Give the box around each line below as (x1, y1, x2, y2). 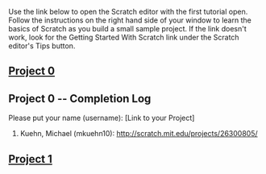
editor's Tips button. (8, 41, 76, 51)
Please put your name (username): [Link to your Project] (8, 113, 195, 123)
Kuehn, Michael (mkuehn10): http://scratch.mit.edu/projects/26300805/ (19, 129, 258, 139)
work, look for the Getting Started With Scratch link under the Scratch (8, 32, 239, 42)
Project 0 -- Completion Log (8, 92, 152, 106)
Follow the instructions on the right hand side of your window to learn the (8, 15, 251, 25)
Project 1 (8, 152, 52, 166)
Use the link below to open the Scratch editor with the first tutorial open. (8, 7, 248, 16)
